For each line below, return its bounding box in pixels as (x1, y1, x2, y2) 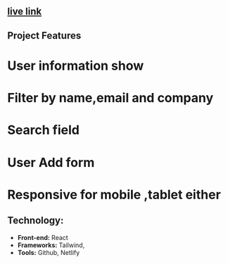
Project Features (7, 30, 82, 42)
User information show (7, 58, 144, 73)
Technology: (7, 215, 64, 227)
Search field (7, 122, 80, 138)
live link (7, 6, 42, 18)
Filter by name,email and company (7, 90, 214, 106)
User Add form (7, 154, 95, 170)
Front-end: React (17, 233, 68, 241)
